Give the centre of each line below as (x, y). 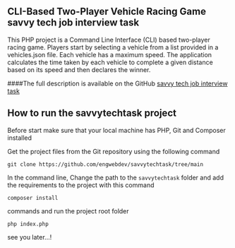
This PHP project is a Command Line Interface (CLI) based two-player (109, 40)
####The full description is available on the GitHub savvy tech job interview (117, 83)
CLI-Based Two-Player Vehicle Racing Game (107, 12)
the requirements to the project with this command (81, 185)
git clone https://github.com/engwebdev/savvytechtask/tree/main (105, 164)
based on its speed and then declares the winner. (79, 69)
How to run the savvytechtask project (92, 113)
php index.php (28, 224)
